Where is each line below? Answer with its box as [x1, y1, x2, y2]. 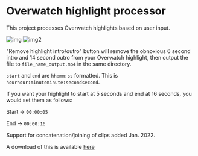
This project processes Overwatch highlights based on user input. [6, 24, 170, 31]
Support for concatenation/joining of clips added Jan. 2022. [6, 131, 156, 139]
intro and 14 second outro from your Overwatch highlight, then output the [6, 54, 188, 61]
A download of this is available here [6, 143, 95, 150]
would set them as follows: [6, 96, 73, 104]
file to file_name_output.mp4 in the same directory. [6, 60, 132, 67]
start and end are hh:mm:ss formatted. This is [6, 72, 118, 79]
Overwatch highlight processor [6, 4, 166, 18]
